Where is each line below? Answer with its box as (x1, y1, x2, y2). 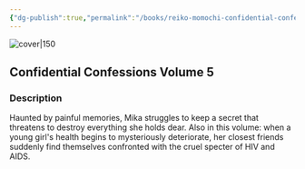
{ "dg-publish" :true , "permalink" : (9, 13, 136, 23)
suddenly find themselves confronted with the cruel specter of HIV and (9, 142, 275, 153)
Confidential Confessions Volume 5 (9, 65, 215, 80)
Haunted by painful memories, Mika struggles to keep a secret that (9, 113, 259, 124)
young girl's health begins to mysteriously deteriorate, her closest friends (9, 132, 284, 143)
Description (9, 92, 63, 104)
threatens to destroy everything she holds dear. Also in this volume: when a (9, 122, 291, 133)
